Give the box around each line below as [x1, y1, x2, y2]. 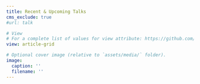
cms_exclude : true [6, 14, 52, 20]
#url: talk [6, 20, 33, 25]
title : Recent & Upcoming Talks [6, 8, 86, 15]
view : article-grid [6, 41, 55, 47]
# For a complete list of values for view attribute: [6, 36, 143, 42]
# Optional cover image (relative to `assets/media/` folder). [6, 52, 167, 58]
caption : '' [11, 63, 42, 69]
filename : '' [11, 69, 44, 75]
